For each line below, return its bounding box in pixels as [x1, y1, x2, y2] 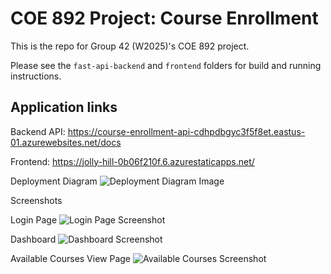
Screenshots [10, 194, 63, 206]
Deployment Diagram [10, 175, 98, 187]
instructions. [10, 70, 62, 82]
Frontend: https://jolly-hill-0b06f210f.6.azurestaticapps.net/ [10, 155, 255, 167]
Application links [10, 99, 118, 116]
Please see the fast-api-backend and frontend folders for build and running [10, 59, 322, 71]
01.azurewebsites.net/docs [10, 136, 122, 148]
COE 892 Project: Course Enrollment [10, 7, 319, 30]
